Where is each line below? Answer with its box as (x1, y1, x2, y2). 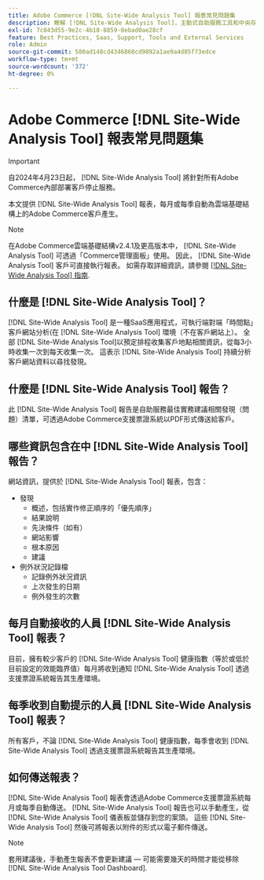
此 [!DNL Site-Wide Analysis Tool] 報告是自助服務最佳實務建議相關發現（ (8, 405, 243, 414)
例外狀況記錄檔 (19, 563, 68, 571)
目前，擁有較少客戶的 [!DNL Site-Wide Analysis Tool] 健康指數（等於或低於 (8, 654, 250, 663)
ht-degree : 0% (8, 70, 55, 78)
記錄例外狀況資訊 (31, 572, 87, 581)
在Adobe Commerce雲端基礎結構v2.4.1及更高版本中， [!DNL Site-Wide (8, 240, 236, 250)
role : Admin (8, 41, 47, 49)
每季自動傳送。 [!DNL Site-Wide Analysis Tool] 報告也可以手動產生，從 (21, 803, 250, 812)
